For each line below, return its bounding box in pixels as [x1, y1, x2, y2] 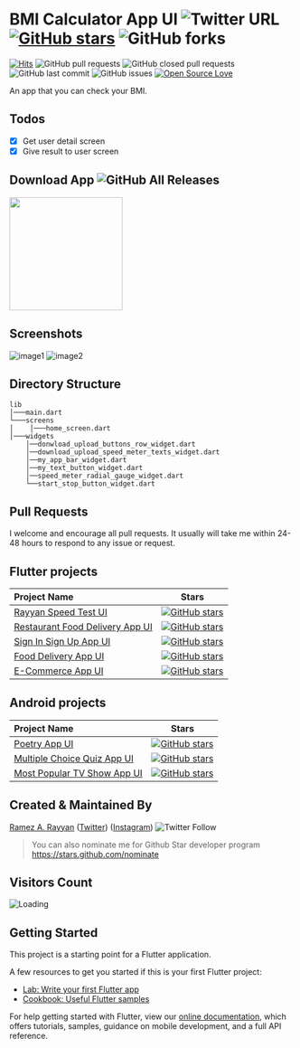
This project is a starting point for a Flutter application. [9, 949, 211, 960]
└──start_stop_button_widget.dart [25, 479, 155, 488]
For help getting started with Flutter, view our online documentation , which [9, 1011, 287, 1022]
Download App [9, 173, 95, 188]
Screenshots [9, 326, 83, 342]
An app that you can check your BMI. [9, 85, 147, 96]
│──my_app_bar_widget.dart [25, 456, 127, 465]
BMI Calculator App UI [9, 9, 178, 30]
